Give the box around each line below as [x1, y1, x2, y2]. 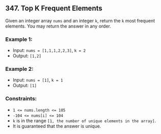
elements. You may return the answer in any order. [5, 23, 111, 29]
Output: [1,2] [12, 53, 42, 59]
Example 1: [5, 36, 33, 43]
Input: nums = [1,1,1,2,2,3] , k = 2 [12, 47, 86, 53]
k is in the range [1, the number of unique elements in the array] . [12, 117, 156, 124]
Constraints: [5, 95, 37, 102]
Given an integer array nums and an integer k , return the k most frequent [5, 17, 155, 23]
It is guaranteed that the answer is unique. [12, 123, 101, 129]
